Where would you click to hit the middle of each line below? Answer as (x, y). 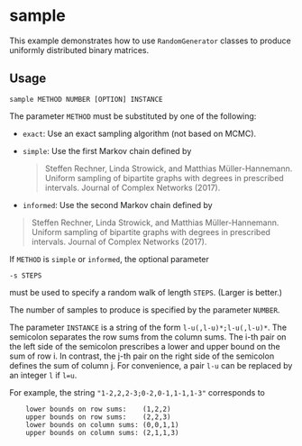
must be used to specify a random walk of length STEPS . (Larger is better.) (146, 292)
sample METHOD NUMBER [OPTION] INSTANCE (87, 99)
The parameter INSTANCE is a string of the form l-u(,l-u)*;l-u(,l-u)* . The (148, 327)
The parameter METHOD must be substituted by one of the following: (133, 116)
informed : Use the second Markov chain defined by (118, 205)
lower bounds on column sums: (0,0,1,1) (102, 424)
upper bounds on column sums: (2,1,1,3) (102, 432)
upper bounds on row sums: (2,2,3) (98, 417)
